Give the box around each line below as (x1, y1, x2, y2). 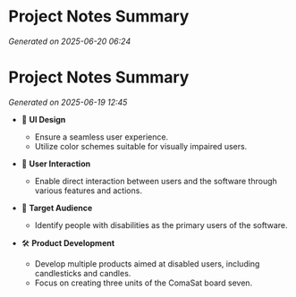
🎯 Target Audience (21, 202, 93, 213)
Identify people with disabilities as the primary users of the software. (34, 219, 288, 230)
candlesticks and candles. (34, 267, 131, 278)
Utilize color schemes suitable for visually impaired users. (34, 140, 248, 151)
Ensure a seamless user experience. (34, 132, 169, 142)
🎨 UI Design (21, 114, 66, 124)
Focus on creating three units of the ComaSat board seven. (34, 277, 253, 288)
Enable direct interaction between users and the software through (34, 175, 278, 186)
